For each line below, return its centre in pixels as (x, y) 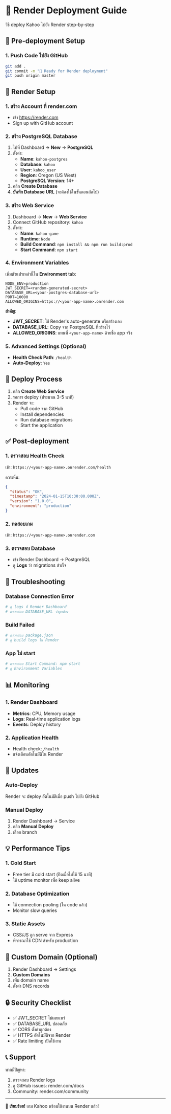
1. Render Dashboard (32, 702)
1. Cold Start (21, 863)
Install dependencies (42, 414)
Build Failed (20, 625)
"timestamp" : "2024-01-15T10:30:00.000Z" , (55, 496)
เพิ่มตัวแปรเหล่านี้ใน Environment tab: (41, 274)
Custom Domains (31, 975)
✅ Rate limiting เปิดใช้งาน (37, 1041)
